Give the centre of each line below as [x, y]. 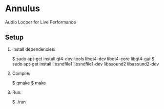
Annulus [22, 9]
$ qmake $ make [29, 83]
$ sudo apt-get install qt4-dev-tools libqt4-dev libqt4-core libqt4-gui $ [83, 59]
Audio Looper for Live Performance [41, 22]
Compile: [21, 73]
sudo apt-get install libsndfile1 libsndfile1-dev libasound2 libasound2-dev [85, 64]
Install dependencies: [34, 49]
